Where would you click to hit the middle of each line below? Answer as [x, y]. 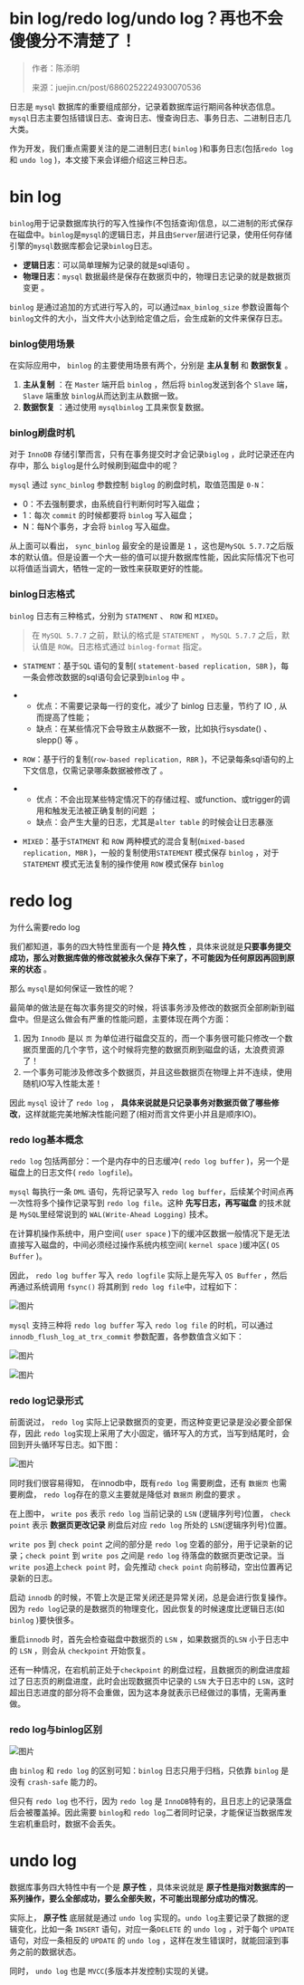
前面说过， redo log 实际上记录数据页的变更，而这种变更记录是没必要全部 [147, 1422]
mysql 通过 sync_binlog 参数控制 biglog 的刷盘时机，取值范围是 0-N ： [138, 484]
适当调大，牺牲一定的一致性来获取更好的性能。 [120, 569]
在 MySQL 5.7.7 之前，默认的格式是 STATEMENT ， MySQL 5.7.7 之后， [157, 635]
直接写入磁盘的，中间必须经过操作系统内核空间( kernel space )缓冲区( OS [145, 1245]
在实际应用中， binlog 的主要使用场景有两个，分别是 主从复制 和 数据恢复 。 [151, 365]
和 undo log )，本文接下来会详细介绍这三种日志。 [101, 159]
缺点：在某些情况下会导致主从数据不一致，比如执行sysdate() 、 [154, 728]
